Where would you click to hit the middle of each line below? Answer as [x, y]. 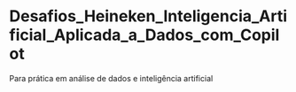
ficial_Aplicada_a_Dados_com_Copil [144, 35]
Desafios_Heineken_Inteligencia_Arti [148, 16]
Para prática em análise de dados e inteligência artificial [111, 78]
